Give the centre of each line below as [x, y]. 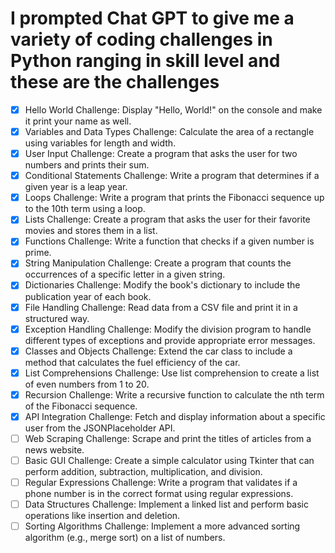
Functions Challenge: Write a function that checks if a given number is [169, 241]
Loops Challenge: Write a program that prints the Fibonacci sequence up [174, 198]
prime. [38, 253]
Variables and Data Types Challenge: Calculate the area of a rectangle [169, 131]
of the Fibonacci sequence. [81, 406]
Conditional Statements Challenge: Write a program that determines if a [172, 176]
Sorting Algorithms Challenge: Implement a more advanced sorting [162, 526]
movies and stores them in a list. [91, 231]
